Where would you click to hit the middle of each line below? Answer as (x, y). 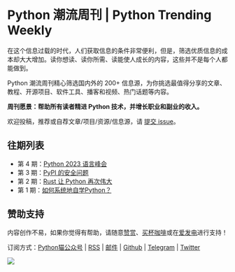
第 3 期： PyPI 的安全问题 (53, 172)
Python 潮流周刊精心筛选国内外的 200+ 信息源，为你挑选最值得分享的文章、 (116, 83)
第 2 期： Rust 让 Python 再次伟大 (65, 181)
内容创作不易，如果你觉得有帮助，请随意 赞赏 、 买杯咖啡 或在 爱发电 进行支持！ (117, 232)
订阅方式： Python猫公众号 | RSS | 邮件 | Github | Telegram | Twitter (104, 247)
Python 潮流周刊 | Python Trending (109, 15)
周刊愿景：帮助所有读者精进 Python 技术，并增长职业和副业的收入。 (105, 106)
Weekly (30, 30)
